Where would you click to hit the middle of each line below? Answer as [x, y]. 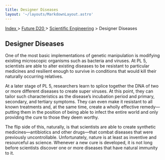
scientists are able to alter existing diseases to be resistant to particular [77, 66]
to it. [10, 153]
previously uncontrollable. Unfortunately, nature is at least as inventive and [81, 137]
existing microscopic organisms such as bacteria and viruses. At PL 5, [76, 61]
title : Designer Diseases [32, 10]
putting [12, 112]
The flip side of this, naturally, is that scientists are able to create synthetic [81, 127]
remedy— [150, 107]
